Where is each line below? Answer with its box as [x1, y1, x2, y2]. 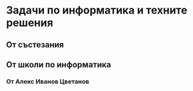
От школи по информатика [6, 60, 112, 70]
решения [6, 16, 53, 30]
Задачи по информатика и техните [6, 4, 188, 17]
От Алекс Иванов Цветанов [6, 77, 90, 86]
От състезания [6, 40, 64, 50]
